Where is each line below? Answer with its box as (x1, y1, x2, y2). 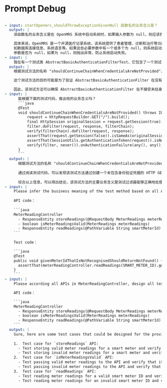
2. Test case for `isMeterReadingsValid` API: (13, 355, 114, 360)
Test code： (13, 240, 38, 245)
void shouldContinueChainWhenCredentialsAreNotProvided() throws (17, 110, 157, 115)
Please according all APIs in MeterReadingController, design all (13, 281, 155, 287)
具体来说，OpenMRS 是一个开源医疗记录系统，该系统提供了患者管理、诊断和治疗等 (13, 41, 158, 46)
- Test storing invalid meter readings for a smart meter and (17, 350, 150, 356)
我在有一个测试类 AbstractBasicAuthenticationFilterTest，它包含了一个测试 (13, 59, 162, 65)
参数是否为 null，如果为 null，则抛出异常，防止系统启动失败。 (13, 50, 129, 55)
